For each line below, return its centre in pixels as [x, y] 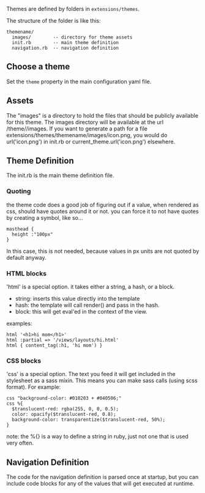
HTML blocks [27, 273]
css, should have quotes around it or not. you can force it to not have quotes [102, 211]
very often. [20, 443]
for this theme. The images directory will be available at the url [85, 122]
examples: [19, 323]
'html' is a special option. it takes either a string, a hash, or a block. [91, 287]
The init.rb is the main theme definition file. [60, 175]
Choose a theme [38, 67]
